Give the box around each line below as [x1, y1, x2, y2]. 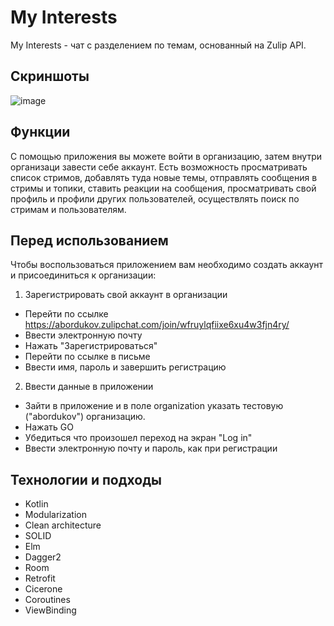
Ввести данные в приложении [24, 381, 154, 393]
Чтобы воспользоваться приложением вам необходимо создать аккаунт [10, 259, 324, 271]
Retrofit [24, 572, 56, 585]
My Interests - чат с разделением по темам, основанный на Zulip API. [10, 39, 307, 51]
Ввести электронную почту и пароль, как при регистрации [24, 442, 278, 455]
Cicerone [24, 583, 63, 595]
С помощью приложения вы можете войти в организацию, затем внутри [10, 150, 323, 162]
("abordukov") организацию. [24, 411, 146, 423]
